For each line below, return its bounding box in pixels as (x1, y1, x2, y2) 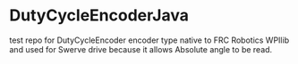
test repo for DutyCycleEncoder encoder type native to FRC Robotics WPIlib (9, 35, 289, 45)
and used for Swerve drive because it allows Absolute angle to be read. (9, 44, 273, 54)
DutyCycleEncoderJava (9, 5, 190, 26)
